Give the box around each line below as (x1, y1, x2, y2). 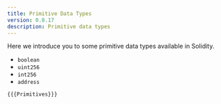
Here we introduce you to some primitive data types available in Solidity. (7, 42, 215, 51)
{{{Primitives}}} (7, 91, 58, 98)
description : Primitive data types (7, 23, 111, 30)
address (17, 79, 40, 86)
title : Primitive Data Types (7, 10, 92, 17)
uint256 (17, 64, 40, 71)
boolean (17, 57, 40, 64)
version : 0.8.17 (7, 17, 54, 24)
